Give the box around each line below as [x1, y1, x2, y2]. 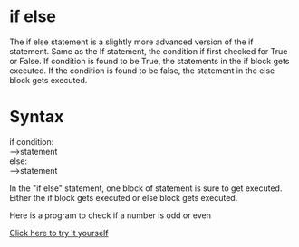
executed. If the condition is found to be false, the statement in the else [9, 65, 275, 76]
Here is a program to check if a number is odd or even [9, 210, 211, 221]
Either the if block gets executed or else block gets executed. [9, 192, 238, 203]
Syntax [9, 107, 64, 128]
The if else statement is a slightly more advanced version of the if [9, 36, 254, 47]
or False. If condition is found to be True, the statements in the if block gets [9, 55, 290, 66]
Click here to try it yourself [9, 227, 109, 238]
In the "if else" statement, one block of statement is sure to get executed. [9, 183, 283, 194]
